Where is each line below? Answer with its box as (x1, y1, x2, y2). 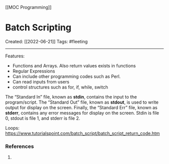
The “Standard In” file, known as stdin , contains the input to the (5, 94, 137, 100)
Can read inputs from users (12, 78, 69, 85)
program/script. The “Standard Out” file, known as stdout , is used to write (5, 99, 159, 105)
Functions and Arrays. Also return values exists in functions (12, 62, 136, 68)
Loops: (5, 125, 20, 131)
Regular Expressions (12, 68, 55, 74)
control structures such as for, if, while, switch (12, 84, 108, 90)
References (5, 143, 34, 150)
